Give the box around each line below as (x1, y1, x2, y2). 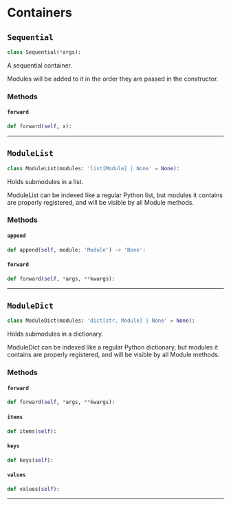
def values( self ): (7, 485, 60, 492)
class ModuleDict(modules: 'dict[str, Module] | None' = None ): (7, 317, 195, 325)
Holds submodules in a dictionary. (7, 330, 104, 338)
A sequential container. (7, 61, 73, 70)
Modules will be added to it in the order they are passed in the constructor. (7, 74, 219, 83)
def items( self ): (7, 427, 57, 435)
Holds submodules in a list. (7, 177, 84, 185)
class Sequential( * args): (7, 49, 81, 56)
